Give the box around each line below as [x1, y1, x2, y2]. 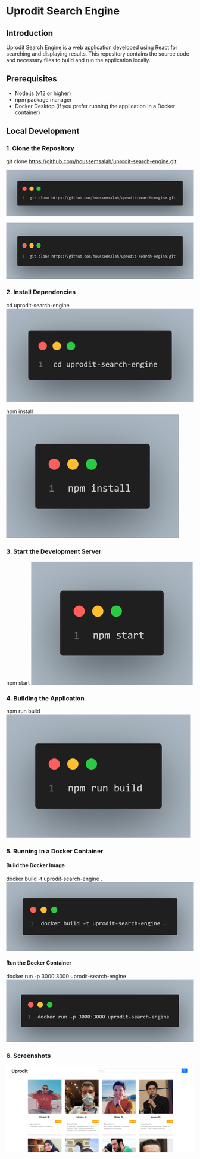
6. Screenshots [6, 1051, 51, 1060]
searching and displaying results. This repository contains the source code [6, 50, 189, 57]
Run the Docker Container [6, 959, 72, 966]
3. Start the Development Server [6, 547, 102, 556]
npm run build [6, 707, 40, 715]
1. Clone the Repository [6, 144, 74, 152]
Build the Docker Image [6, 862, 65, 869]
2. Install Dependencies [6, 288, 76, 297]
